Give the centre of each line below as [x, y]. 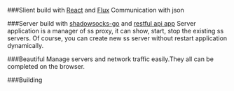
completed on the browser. [46, 66]
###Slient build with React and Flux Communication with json [96, 10]
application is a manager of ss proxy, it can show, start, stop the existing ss [116, 31]
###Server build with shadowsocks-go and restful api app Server [102, 23]
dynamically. [26, 45]
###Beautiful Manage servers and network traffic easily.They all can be [110, 59]
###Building [25, 80]
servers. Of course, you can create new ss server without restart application [117, 38]
